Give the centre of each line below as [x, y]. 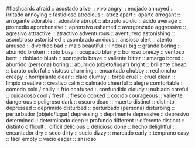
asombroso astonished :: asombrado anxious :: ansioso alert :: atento [89, 39]
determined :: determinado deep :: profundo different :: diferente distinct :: [95, 120]
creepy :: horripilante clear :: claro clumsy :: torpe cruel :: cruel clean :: [91, 77]
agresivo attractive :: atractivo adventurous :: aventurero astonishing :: [90, 33]
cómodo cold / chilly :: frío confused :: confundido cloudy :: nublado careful [97, 89]
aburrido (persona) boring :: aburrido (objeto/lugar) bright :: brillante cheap [96, 64]
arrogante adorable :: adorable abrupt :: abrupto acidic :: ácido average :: [94, 21]
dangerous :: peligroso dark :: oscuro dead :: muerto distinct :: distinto [90, 101]
